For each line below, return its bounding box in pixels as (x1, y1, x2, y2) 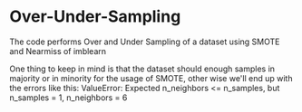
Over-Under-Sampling (9, 6, 181, 27)
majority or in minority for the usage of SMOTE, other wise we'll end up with (9, 72, 293, 83)
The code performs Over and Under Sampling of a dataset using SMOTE (9, 36, 280, 47)
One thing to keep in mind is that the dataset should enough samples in (9, 63, 275, 74)
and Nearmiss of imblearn (9, 45, 107, 56)
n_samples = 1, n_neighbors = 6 (9, 92, 128, 103)
